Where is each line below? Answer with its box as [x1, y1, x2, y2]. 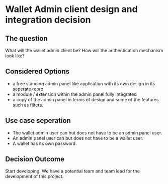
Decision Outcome [5, 155, 64, 163]
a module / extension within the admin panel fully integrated [12, 91, 137, 97]
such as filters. [12, 102, 44, 108]
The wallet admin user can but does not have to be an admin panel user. [12, 129, 162, 136]
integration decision [5, 14, 91, 26]
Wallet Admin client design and [5, 4, 138, 15]
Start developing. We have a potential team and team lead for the [5, 168, 140, 174]
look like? [5, 53, 25, 59]
